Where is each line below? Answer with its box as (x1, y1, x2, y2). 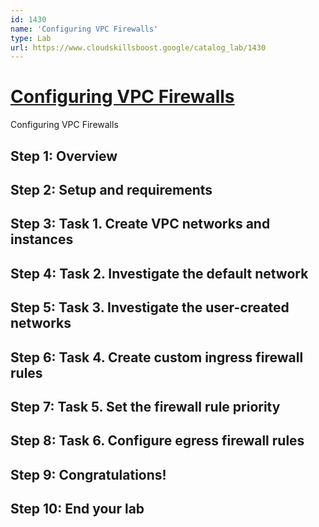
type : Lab (10, 33, 52, 43)
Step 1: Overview (10, 147, 118, 165)
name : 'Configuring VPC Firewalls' (10, 24, 159, 34)
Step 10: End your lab (10, 501, 145, 518)
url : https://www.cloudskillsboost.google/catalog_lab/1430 (10, 42, 267, 53)
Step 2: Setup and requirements (10, 181, 213, 198)
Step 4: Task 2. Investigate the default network (10, 265, 309, 282)
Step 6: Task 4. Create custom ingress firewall (10, 349, 304, 366)
